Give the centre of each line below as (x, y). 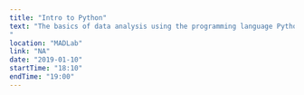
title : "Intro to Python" (58, 18)
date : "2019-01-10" (46, 60)
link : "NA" (30, 52)
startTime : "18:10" (46, 69)
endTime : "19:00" (42, 77)
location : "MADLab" (46, 43)
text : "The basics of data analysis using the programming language (141, 26)
